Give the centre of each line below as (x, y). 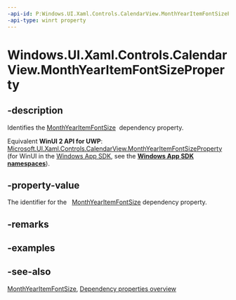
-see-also (29, 272)
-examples (31, 248)
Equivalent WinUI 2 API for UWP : (55, 141)
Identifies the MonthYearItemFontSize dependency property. (96, 128)
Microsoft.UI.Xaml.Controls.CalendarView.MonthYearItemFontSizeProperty (115, 149)
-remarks (28, 224)
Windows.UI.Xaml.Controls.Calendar (117, 55)
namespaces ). (29, 163)
